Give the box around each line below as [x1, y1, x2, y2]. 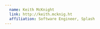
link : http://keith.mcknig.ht [9, 12, 72, 17]
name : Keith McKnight [9, 7, 55, 12]
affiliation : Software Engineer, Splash [9, 16, 95, 21]
